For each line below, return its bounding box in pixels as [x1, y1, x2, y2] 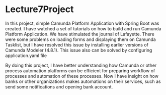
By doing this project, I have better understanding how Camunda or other [5, 62, 157, 68]
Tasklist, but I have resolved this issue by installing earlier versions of [5, 41, 149, 47]
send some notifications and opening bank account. [5, 83, 113, 89]
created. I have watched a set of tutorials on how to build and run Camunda [5, 25, 161, 31]
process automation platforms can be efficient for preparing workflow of [5, 67, 155, 74]
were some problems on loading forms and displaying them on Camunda [5, 36, 156, 42]
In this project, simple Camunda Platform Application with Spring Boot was [5, 20, 159, 26]
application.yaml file [5, 52, 47, 59]
